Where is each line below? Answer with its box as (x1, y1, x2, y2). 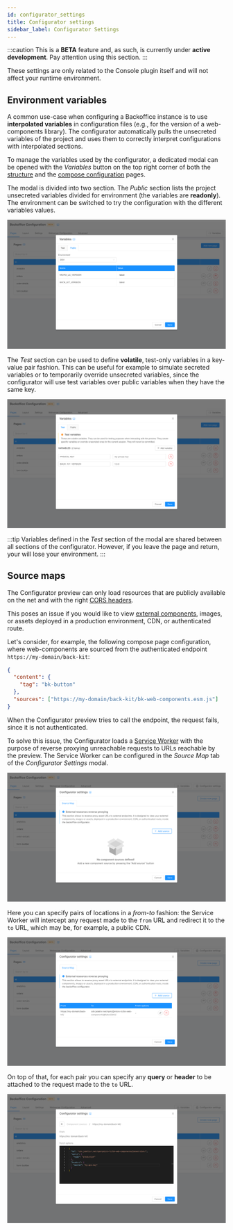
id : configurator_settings (7, 11, 85, 18)
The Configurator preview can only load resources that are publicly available (7, 588, 225, 597)
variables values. (7, 206, 55, 215)
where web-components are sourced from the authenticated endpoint (7, 645, 207, 653)
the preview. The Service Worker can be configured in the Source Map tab (7, 751, 220, 760)
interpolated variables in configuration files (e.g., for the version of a (7, 120, 205, 129)
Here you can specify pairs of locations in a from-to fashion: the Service (7, 908, 214, 917)
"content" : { (13, 674, 51, 681)
